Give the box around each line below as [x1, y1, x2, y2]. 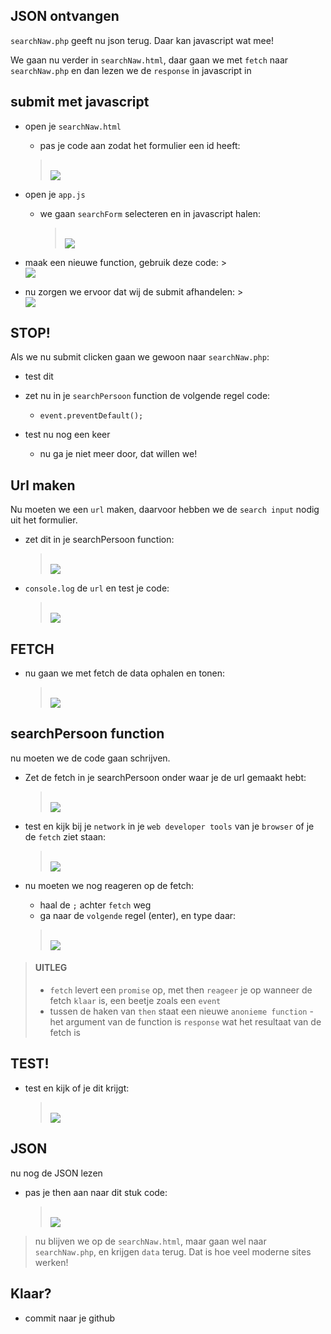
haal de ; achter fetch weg [39, 899, 152, 911]
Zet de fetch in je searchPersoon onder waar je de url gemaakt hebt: [24, 771, 307, 783]
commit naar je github [24, 1312, 116, 1324]
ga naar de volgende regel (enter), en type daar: [39, 909, 237, 921]
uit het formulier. [10, 514, 78, 526]
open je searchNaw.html [24, 120, 122, 132]
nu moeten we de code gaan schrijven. [10, 752, 171, 764]
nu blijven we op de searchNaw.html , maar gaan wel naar [34, 1235, 267, 1247]
